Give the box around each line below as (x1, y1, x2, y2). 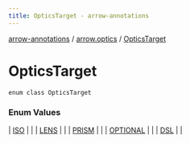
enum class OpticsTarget (8, 88, 92, 96)
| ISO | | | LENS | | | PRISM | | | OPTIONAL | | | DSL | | (8, 125, 183, 135)
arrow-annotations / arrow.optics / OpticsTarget (8, 34, 167, 43)
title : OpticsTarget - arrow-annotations (8, 11, 150, 20)
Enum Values (8, 107, 61, 118)
